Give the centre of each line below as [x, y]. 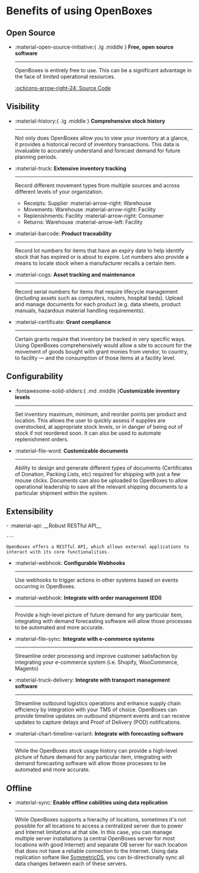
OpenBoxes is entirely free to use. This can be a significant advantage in [103, 70]
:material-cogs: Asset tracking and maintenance [75, 274]
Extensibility [30, 511]
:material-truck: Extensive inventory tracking [70, 168]
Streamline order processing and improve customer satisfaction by [96, 656]
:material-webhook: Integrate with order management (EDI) [88, 598]
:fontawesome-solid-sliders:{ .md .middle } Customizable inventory [97, 391]
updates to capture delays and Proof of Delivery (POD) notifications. [98, 722]
